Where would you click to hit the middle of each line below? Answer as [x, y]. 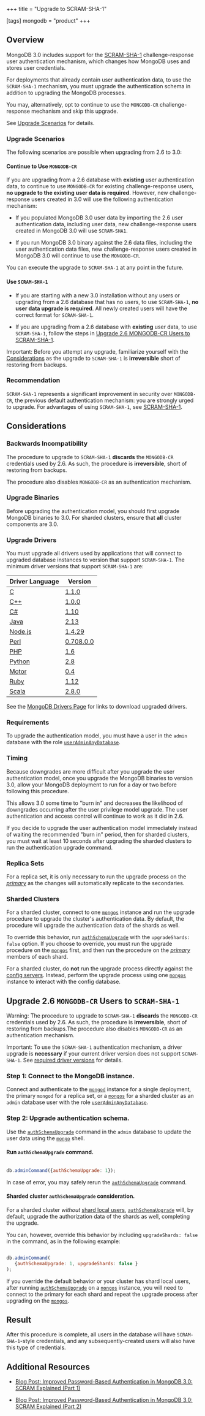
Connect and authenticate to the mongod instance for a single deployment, [99, 1089]
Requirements [28, 723]
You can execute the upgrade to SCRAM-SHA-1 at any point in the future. [95, 268]
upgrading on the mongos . [38, 1300]
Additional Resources [48, 1367]
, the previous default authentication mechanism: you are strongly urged [103, 400]
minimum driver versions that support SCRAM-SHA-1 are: [75, 566]
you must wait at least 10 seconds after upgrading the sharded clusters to [99, 841]
